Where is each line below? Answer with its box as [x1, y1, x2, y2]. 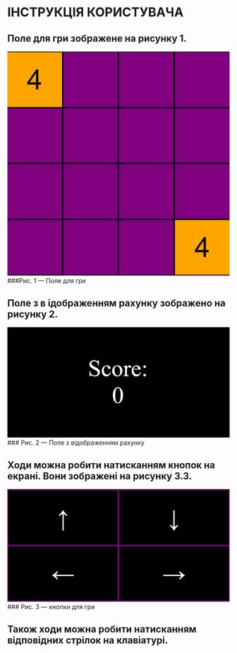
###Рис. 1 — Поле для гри [7, 277, 86, 285]
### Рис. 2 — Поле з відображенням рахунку [7, 438, 145, 447]
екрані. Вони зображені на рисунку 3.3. [7, 470, 193, 482]
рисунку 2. [7, 308, 59, 320]
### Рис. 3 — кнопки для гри [7, 603, 95, 611]
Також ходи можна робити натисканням [7, 623, 197, 635]
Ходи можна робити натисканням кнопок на [7, 459, 216, 471]
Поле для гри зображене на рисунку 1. [7, 32, 187, 44]
